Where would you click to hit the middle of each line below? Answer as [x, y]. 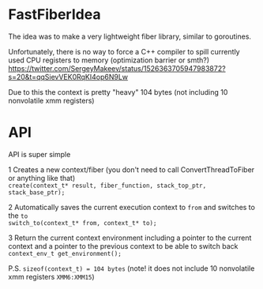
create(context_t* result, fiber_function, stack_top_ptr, [107, 186]
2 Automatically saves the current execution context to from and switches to [131, 207]
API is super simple [39, 154]
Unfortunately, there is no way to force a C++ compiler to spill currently [124, 51]
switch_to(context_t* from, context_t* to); [83, 223]
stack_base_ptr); [37, 192]
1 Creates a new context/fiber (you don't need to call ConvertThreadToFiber [131, 169]
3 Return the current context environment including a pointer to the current [130, 238]
